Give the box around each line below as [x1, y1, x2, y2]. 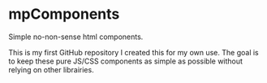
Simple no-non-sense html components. [8, 32, 144, 41]
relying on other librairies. [8, 64, 95, 74]
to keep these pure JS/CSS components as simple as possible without [8, 56, 243, 66]
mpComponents [8, 5, 120, 24]
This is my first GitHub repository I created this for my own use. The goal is [8, 47, 259, 57]
